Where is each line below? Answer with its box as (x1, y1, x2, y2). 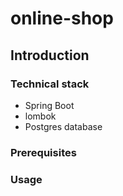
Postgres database (24, 120, 103, 132)
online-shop (10, 7, 114, 30)
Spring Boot (24, 99, 75, 111)
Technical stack (10, 77, 90, 91)
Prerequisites (10, 145, 77, 159)
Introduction (10, 47, 90, 64)
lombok (24, 110, 57, 122)
